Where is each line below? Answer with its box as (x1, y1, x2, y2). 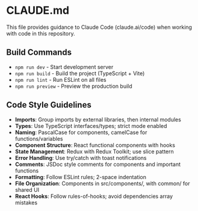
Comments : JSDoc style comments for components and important (14, 161, 181, 168)
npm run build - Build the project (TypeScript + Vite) (14, 70, 145, 77)
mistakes (14, 199, 38, 206)
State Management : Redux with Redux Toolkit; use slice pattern (14, 148, 174, 155)
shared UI (14, 186, 40, 193)
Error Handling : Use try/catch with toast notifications (14, 154, 147, 161)
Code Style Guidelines (6, 100, 91, 110)
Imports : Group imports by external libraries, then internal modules (14, 115, 182, 123)
